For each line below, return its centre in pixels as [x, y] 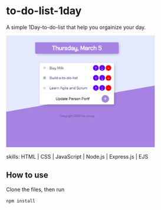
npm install [21, 201]
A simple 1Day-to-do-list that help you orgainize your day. [76, 27]
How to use [27, 175]
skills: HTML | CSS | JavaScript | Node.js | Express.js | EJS [77, 156]
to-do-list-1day [44, 11]
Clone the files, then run [35, 189]
